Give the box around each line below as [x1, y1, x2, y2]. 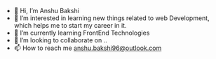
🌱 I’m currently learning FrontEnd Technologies [13, 28, 150, 37]
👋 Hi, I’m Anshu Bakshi [13, 7, 79, 15]
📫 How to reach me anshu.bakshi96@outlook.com [13, 44, 162, 52]
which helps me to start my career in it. [13, 22, 127, 29]
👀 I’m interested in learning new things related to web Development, [13, 14, 210, 22]
